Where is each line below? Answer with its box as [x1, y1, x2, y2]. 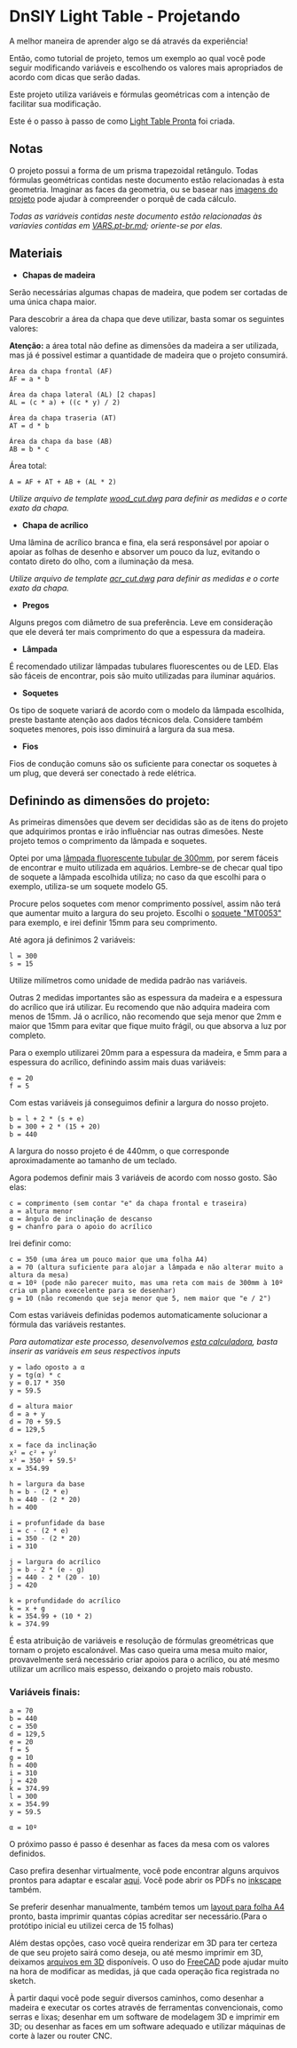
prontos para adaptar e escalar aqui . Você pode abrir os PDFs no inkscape [9, 1875, 282, 1885]
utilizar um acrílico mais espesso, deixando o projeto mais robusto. [9, 1664, 254, 1675]
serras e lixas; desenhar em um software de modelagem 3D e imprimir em [9, 2012, 280, 2022]
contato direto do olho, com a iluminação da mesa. [9, 556, 194, 566]
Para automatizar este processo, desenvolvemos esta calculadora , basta [9, 1337, 278, 1347]
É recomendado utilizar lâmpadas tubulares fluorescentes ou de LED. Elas [9, 661, 279, 671]
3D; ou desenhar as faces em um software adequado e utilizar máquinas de [9, 2020, 286, 2031]
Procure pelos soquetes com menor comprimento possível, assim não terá [9, 898, 281, 909]
